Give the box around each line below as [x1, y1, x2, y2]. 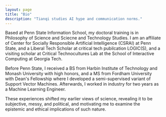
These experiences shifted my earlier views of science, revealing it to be [5, 96, 153, 102]
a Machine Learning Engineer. [5, 87, 66, 92]
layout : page [5, 7, 32, 12]
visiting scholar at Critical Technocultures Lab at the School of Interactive [5, 51, 155, 57]
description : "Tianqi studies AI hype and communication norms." [5, 16, 142, 21]
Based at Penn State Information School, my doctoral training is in [5, 30, 139, 36]
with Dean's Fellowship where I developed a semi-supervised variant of [5, 76, 151, 82]
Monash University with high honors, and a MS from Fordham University [5, 71, 152, 77]
